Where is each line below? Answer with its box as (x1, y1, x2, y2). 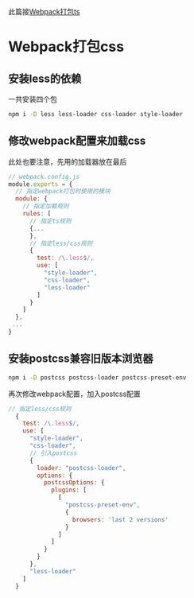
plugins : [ (50, 486, 87, 495)
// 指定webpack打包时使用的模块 (15, 188, 111, 196)
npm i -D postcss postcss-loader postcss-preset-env (8, 373, 187, 382)
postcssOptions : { (43, 479, 105, 487)
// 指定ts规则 (29, 217, 72, 225)
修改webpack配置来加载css (8, 134, 146, 148)
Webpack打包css (8, 38, 125, 56)
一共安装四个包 (8, 95, 57, 103)
